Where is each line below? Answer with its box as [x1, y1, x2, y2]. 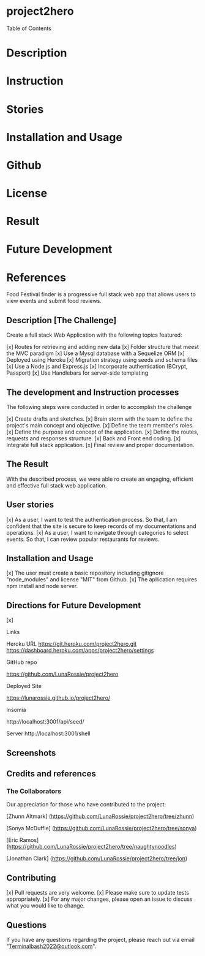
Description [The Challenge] [6, 315, 117, 326]
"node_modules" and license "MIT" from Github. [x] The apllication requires [6, 576, 198, 583]
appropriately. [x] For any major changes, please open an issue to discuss [6, 895, 193, 903]
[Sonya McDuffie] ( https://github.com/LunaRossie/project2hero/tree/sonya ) [6, 825, 197, 832]
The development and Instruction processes [6, 387, 179, 397]
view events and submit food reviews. [6, 297, 102, 305]
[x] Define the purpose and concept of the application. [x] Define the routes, [6, 428, 199, 435]
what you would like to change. [6, 902, 85, 909]
